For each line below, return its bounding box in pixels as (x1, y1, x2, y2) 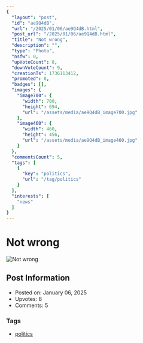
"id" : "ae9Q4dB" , (11, 20, 55, 26)
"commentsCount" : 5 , (11, 154, 63, 160)
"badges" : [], (11, 82, 47, 88)
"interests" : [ (11, 193, 50, 199)
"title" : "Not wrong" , (11, 37, 68, 43)
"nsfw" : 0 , (11, 53, 39, 59)
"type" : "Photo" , (11, 48, 55, 54)
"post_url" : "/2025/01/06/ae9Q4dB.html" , (11, 31, 117, 37)
